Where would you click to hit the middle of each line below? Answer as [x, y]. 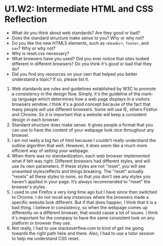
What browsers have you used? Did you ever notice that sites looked [80, 58]
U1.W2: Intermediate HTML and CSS [79, 9]
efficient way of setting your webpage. [50, 150]
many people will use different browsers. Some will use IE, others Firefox [84, 109]
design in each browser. [36, 120]
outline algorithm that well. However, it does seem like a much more [79, 145]
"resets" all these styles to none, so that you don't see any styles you [81, 176]
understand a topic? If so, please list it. [50, 79]
